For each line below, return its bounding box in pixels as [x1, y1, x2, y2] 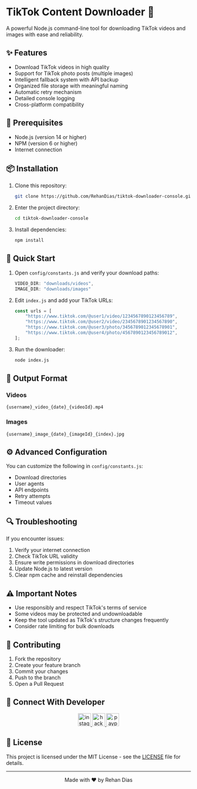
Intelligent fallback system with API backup [14, 76, 119, 83]
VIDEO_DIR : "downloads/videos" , [14, 280, 94, 286]
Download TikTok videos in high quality [14, 63, 110, 70]
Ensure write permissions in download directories [14, 559, 134, 566]
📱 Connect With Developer [6, 697, 106, 707]
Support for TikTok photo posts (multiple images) [14, 70, 134, 77]
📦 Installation [6, 164, 59, 174]
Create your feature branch [14, 661, 81, 668]
